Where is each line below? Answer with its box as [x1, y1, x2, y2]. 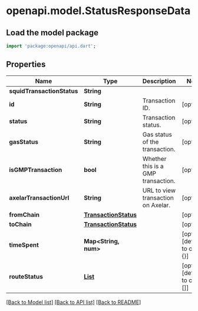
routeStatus [9, 272, 43, 280]
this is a [142, 162, 164, 170]
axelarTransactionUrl [9, 193, 70, 201]
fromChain [9, 210, 40, 219]
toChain [9, 220, 32, 228]
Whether [142, 154, 167, 163]
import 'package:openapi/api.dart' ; [6, 43, 96, 49]
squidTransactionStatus [9, 87, 78, 95]
